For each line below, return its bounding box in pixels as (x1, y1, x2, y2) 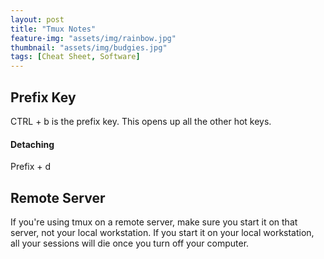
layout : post (10, 14, 65, 25)
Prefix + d (10, 161, 52, 173)
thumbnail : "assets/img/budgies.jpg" (10, 42, 168, 53)
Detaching (10, 138, 55, 150)
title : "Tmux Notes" (10, 24, 97, 34)
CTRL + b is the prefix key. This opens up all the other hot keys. (10, 115, 272, 127)
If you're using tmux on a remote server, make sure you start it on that (10, 216, 298, 228)
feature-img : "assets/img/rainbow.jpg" (10, 33, 177, 43)
